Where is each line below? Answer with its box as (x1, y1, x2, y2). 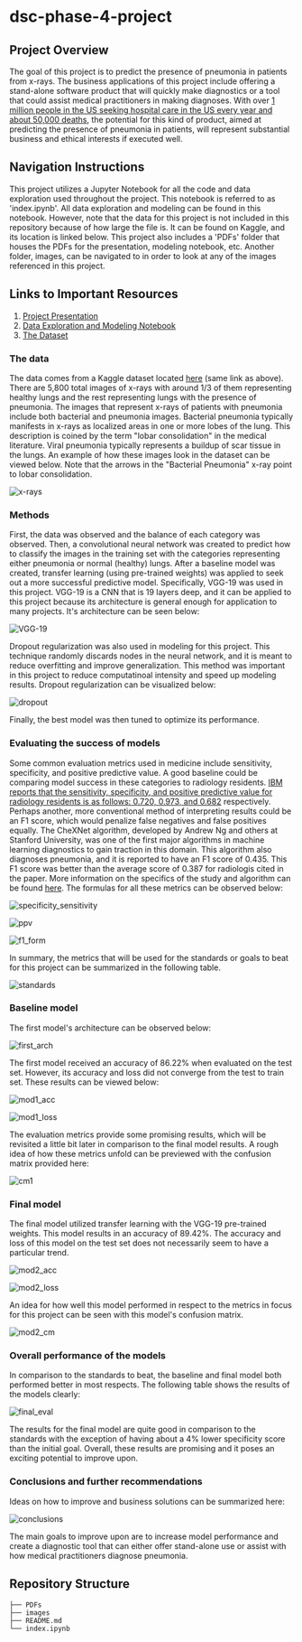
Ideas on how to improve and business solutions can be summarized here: (9, 1496, 286, 1507)
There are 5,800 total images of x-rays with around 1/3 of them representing (9, 382, 292, 393)
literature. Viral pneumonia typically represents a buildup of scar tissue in (9, 440, 281, 451)
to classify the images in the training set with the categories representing (9, 548, 281, 559)
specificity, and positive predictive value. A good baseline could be (9, 767, 259, 778)
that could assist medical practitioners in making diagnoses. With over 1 (9, 95, 275, 106)
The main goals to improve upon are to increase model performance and (9, 1531, 279, 1542)
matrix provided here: (9, 1158, 89, 1169)
